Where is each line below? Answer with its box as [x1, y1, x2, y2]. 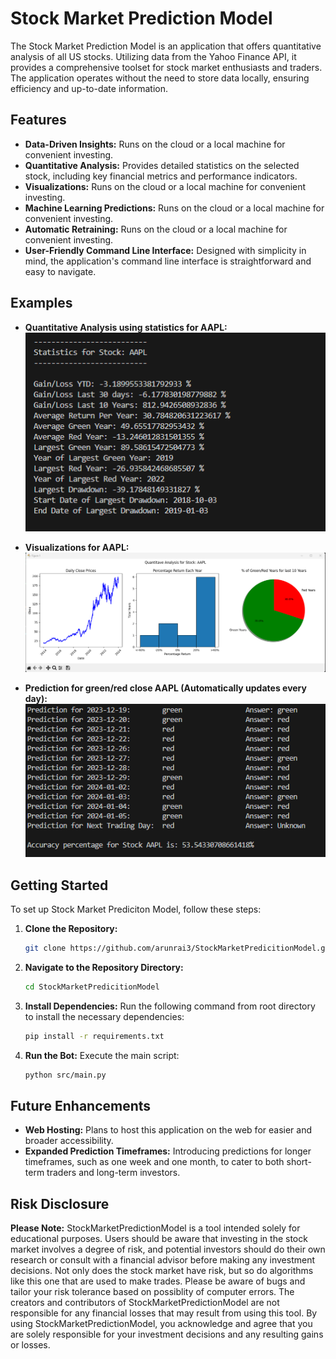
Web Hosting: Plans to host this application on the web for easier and [24, 1124, 313, 1136]
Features [10, 112, 67, 129]
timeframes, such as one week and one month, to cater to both [24, 1156, 285, 1168]
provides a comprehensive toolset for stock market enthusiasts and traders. [10, 61, 323, 73]
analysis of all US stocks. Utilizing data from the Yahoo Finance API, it [10, 50, 297, 62]
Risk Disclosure [10, 1195, 110, 1212]
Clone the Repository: [24, 923, 118, 935]
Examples [10, 295, 73, 312]
